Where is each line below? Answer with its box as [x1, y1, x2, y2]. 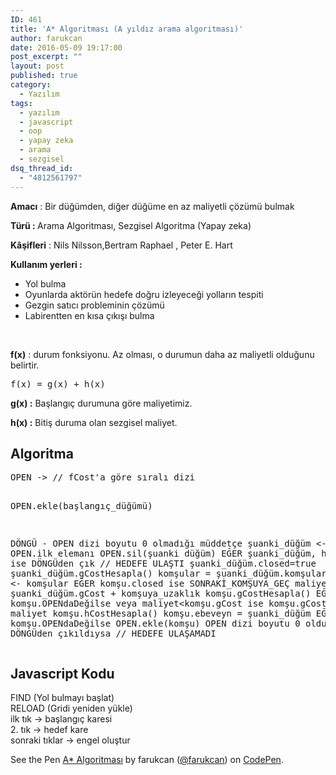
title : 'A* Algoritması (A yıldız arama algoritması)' [10, 24, 244, 34]
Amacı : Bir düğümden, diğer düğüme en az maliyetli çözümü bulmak [10, 200, 295, 212]
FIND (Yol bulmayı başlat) [10, 692, 115, 704]
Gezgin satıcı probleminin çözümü [24, 299, 165, 311]
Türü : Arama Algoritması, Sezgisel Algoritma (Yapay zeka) [10, 219, 252, 231]
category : [10, 80, 52, 90]
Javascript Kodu [10, 665, 115, 682]
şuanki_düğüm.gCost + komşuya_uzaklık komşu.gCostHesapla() [10, 588, 312, 600]
